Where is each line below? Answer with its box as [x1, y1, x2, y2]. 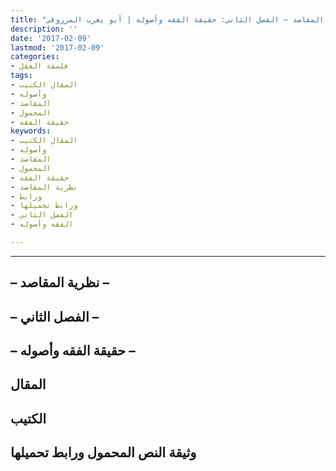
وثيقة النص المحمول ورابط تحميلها [10, 444, 197, 461]
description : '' [10, 24, 78, 34]
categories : [10, 52, 60, 62]
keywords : [10, 126, 52, 136]
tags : [10, 71, 33, 81]
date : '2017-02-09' [10, 33, 92, 43]
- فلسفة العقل [10, 61, 70, 71]
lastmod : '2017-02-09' [10, 42, 105, 53]
